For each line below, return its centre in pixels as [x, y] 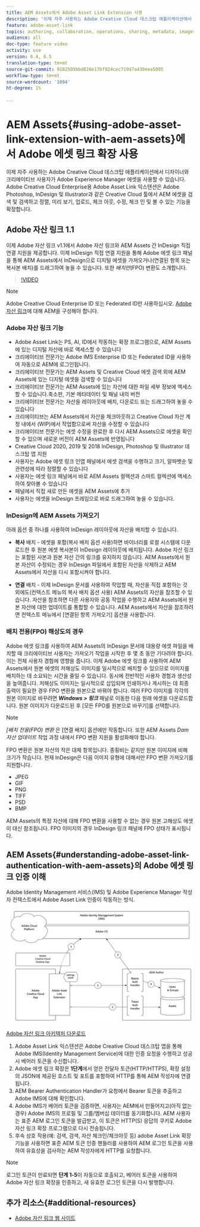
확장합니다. [19, 209]
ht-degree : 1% [24, 88]
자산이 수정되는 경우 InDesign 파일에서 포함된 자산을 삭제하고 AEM [99, 565]
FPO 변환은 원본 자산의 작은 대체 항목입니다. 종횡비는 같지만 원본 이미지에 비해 [97, 750]
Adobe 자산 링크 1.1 [40, 230]
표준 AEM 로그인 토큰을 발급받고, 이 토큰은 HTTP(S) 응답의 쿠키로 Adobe [107, 1120]
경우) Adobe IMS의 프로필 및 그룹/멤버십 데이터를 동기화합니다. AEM [95, 1113]
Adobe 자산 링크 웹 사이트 [45, 1218]
